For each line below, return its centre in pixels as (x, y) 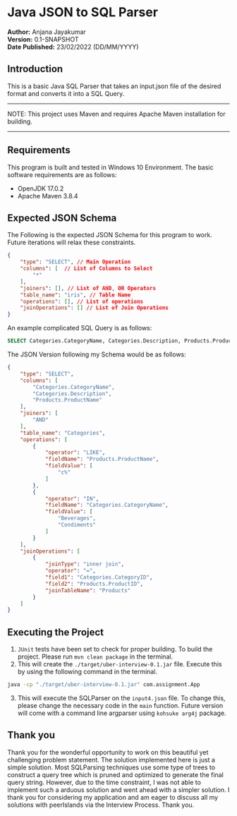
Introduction (35, 69)
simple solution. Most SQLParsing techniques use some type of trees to (111, 767)
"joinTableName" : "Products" (88, 590)
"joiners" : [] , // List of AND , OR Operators (88, 288)
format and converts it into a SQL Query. (66, 93)
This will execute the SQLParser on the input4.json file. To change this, (121, 698)
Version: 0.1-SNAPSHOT (43, 39)
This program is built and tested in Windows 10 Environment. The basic (110, 167)
